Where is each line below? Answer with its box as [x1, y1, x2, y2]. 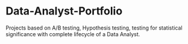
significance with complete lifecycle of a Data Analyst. [5, 30, 140, 37]
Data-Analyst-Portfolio [5, 4, 123, 18]
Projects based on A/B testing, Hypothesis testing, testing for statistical [5, 24, 183, 31]
